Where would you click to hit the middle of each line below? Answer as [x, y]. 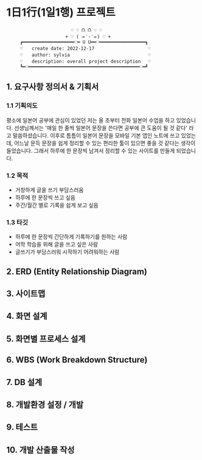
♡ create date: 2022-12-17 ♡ [85, 48]
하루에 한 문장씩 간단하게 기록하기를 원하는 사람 [71, 237]
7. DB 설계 [24, 382]
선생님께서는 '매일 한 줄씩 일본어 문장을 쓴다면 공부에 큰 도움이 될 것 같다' [101, 128]
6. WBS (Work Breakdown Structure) [77, 360]
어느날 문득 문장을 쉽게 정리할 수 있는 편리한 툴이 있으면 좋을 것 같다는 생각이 [105, 143]
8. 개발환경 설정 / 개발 [45, 404]
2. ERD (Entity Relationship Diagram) [77, 271]
